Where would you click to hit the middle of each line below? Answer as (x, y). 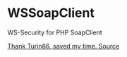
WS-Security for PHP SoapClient (55, 32)
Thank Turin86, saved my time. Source (64, 46)
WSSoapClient (51, 13)
